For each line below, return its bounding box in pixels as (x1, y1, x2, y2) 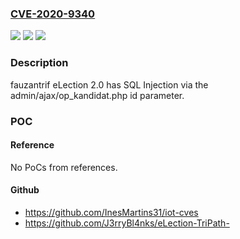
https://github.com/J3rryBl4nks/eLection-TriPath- (24, 217, 230, 229)
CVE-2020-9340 (10, 7, 96, 21)
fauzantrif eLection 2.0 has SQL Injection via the (10, 78, 209, 91)
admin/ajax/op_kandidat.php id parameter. (10, 89, 185, 101)
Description (10, 56, 69, 70)
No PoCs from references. (10, 161, 118, 173)
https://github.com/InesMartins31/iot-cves (24, 206, 199, 218)
